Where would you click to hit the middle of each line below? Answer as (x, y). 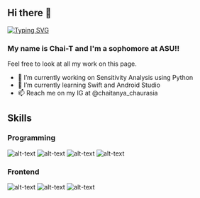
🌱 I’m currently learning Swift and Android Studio (89, 85)
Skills (20, 118)
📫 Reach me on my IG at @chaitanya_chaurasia (88, 93)
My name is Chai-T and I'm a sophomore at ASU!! (94, 48)
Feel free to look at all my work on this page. (72, 64)
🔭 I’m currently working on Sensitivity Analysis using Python (105, 78)
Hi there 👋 (29, 13)
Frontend (23, 172)
